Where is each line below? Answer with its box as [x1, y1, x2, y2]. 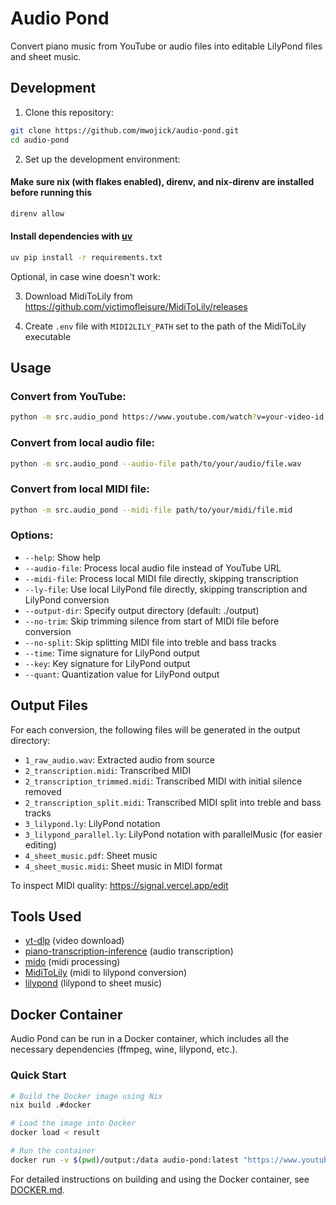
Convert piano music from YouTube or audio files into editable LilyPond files [10, 40, 323, 52]
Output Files [10, 697, 88, 714]
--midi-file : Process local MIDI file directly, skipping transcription [24, 572, 299, 584]
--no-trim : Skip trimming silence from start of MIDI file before [24, 615, 280, 627]
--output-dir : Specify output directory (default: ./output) [24, 604, 260, 616]
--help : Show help [24, 551, 101, 563]
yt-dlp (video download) [24, 935, 125, 947]
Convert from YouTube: [10, 389, 127, 403]
